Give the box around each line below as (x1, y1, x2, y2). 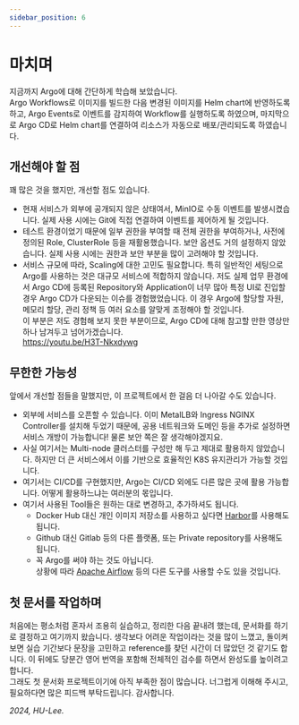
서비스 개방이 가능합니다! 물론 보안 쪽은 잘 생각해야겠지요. (21, 431, 224, 443)
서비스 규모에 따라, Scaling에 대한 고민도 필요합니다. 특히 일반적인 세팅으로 (21, 260, 284, 270)
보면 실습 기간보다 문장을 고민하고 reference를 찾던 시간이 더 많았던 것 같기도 (9, 643, 279, 653)
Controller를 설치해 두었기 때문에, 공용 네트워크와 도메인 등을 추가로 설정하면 (21, 421, 291, 431)
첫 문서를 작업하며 (9, 594, 102, 610)
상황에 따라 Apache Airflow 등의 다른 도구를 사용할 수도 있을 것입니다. (35, 566, 281, 577)
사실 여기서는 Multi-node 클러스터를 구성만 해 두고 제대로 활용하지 (21, 443, 254, 454)
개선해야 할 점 (9, 158, 81, 175)
